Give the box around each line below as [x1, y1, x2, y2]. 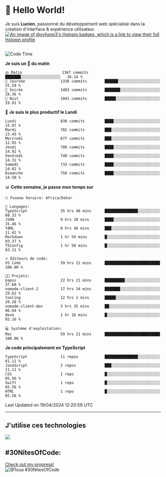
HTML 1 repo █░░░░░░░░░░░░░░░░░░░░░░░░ [5, 389, 161, 394]
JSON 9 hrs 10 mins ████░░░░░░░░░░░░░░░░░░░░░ [5, 217, 161, 222]
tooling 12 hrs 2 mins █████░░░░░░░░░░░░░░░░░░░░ [5, 295, 161, 300]
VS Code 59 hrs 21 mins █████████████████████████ [5, 261, 161, 265]
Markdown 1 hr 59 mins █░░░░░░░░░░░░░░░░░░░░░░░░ [5, 235, 161, 240]
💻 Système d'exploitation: [5, 326, 63, 331]
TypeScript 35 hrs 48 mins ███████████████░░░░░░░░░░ [5, 209, 161, 213]
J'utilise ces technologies [5, 421, 86, 429]
